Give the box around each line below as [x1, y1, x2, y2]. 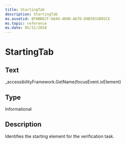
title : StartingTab [5, 7, 45, 12]
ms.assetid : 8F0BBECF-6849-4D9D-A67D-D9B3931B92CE [5, 16, 110, 21]
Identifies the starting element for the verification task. [5, 133, 115, 139]
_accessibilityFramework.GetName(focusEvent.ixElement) [5, 79, 121, 85]
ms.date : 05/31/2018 [5, 25, 47, 30]
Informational [5, 106, 32, 112]
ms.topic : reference [5, 21, 47, 26]
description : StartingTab [5, 12, 58, 17]
